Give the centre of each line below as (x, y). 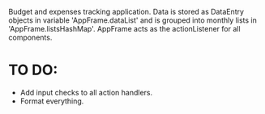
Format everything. (52, 101)
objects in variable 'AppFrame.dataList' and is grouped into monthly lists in (132, 20)
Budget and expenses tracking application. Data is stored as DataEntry (126, 12)
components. (30, 37)
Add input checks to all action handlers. (86, 92)
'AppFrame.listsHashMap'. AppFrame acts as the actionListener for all (124, 29)
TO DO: (33, 70)
